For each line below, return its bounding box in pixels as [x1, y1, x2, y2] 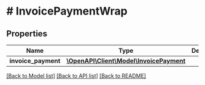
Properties [6, 29, 48, 39]
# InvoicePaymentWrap [6, 4, 128, 18]
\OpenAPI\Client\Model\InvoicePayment [66, 56, 186, 65]
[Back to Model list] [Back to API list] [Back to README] [6, 72, 146, 80]
